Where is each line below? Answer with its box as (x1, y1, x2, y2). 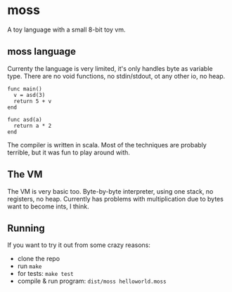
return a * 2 (13, 122, 52, 129)
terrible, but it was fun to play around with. (7, 148, 130, 157)
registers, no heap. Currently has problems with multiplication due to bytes (7, 194, 224, 203)
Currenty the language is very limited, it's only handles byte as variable (7, 64, 213, 72)
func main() (7, 85, 42, 93)
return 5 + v (13, 98, 52, 105)
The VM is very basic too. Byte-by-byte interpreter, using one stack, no (7, 187, 214, 195)
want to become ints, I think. (7, 202, 89, 211)
